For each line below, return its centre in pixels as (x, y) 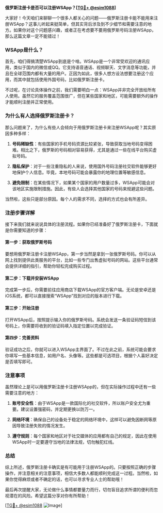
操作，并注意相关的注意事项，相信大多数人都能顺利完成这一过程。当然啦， (79, 473)
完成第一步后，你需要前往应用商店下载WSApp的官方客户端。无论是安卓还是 (81, 290)
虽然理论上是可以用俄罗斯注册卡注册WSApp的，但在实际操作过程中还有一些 (81, 387)
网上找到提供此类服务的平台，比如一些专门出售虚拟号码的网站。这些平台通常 (81, 260)
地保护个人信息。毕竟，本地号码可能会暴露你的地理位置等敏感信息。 (80, 172)
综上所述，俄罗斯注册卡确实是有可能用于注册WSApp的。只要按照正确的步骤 (81, 467)
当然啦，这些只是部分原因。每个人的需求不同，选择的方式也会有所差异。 (77, 199)
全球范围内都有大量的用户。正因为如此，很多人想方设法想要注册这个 (81, 74)
